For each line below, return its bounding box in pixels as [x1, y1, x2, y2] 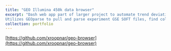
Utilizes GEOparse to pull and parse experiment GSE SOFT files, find [5, 16, 158, 21]
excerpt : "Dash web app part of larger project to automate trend [5, 12, 149, 17]
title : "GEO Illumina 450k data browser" [5, 7, 95, 12]
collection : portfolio [5, 21, 53, 26]
